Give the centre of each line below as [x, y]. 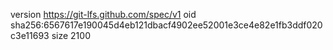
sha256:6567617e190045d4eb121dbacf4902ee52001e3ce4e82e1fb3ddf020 [166, 25]
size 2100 [71, 35]
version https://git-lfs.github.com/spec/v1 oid [103, 14]
